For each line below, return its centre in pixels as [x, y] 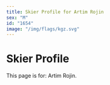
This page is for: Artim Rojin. [42, 76]
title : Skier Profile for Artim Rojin [55, 12]
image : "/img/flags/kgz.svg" [43, 29]
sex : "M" [17, 18]
